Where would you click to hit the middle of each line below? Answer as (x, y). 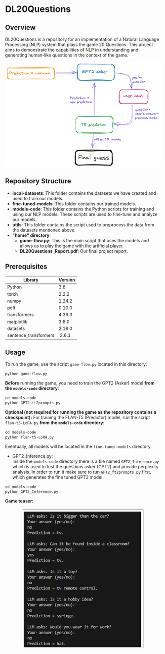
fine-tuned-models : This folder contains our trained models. (74, 204)
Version (67, 280)
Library (31, 280)
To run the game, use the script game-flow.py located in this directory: (76, 364)
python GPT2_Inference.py (32, 492)
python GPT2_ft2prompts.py (33, 403)
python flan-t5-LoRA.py (30, 437)
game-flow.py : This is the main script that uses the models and (84, 240)
